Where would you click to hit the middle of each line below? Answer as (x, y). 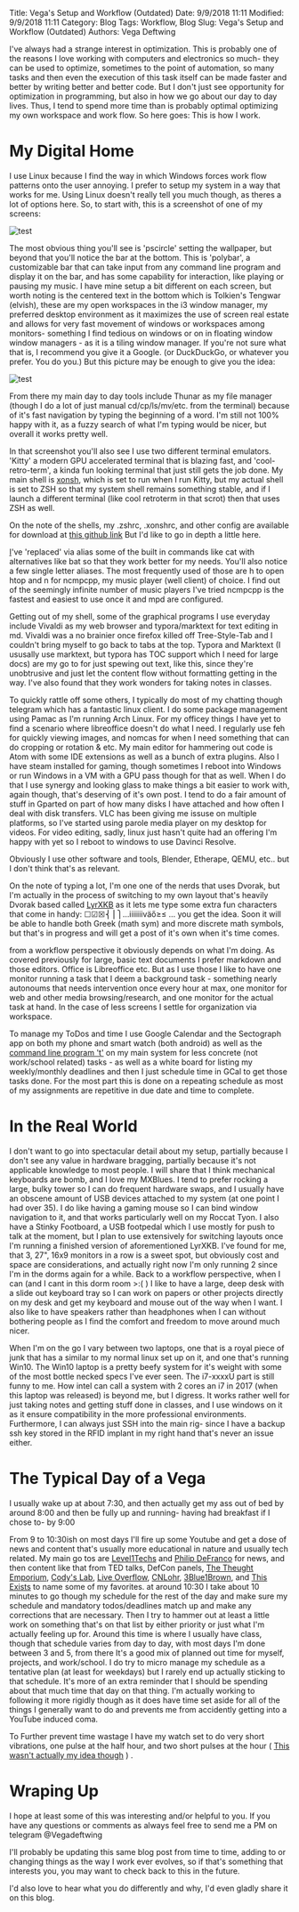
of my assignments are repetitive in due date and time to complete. (132, 1090)
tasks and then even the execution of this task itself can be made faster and (148, 77)
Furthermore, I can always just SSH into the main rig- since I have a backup (147, 1423)
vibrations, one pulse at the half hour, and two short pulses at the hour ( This (149, 1746)
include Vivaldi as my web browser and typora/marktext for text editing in (144, 626)
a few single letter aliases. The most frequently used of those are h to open (147, 571)
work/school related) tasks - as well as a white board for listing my (131, 1062)
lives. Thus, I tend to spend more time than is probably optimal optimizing (144, 105)
